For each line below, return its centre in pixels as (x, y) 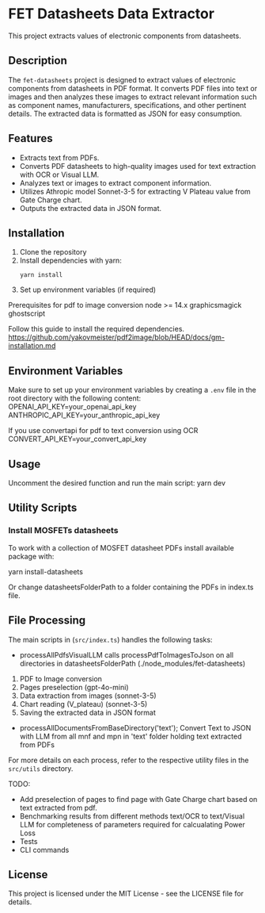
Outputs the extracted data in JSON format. (91, 208)
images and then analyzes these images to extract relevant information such (132, 97)
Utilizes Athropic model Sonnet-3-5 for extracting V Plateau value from (135, 191)
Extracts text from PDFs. (59, 157)
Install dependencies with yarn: (71, 261)
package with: (31, 556)
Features (30, 138)
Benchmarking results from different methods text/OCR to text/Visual (132, 816)
